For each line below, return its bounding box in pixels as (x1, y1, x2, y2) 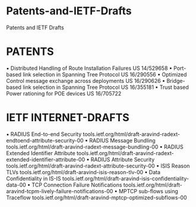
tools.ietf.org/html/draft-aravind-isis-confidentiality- (62, 175, 189, 182)
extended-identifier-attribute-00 (6, 156, 86, 163)
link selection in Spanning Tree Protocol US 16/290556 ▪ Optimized (23, 70, 187, 78)
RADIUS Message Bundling (88, 137, 156, 144)
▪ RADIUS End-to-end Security (6, 130, 82, 138)
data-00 (6, 181, 27, 189)
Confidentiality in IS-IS (6, 175, 61, 182)
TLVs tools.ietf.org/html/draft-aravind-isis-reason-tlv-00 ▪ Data (6, 168, 161, 175)
